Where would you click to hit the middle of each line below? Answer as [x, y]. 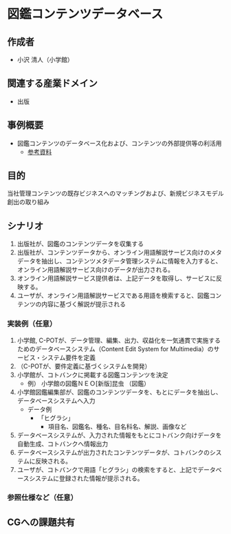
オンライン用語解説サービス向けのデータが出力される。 [95, 270]
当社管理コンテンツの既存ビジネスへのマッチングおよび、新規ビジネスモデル [115, 193]
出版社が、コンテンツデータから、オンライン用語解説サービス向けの [113, 253]
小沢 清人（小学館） [45, 60]
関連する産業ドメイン [52, 83]
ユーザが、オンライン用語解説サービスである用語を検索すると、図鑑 [113, 296]
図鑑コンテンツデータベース [85, 14]
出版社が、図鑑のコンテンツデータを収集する [80, 244]
